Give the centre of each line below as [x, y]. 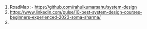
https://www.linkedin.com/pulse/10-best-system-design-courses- [76, 12]
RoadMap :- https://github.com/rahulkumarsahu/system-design [73, 7]
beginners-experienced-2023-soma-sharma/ [55, 17]
